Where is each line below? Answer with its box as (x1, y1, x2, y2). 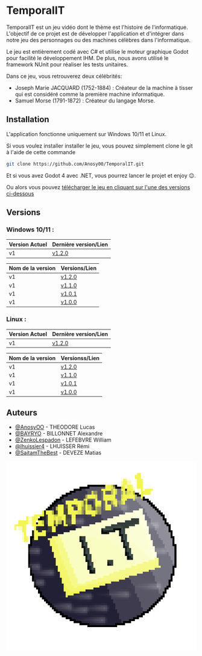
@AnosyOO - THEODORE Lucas (14, 423, 95, 431)
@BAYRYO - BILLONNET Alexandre (14, 430, 103, 437)
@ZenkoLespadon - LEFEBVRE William (14, 436, 112, 443)
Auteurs (6, 407, 38, 417)
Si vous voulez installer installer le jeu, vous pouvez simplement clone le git (6, 142, 193, 149)
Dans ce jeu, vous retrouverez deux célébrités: (6, 72, 122, 80)
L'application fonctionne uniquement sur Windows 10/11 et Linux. (6, 130, 167, 137)
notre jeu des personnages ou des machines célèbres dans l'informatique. (6, 36, 191, 43)
